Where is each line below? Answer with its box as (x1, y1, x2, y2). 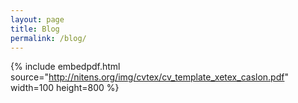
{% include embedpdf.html (10, 61, 121, 73)
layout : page (10, 14, 65, 25)
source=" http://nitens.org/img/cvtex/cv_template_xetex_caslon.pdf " (10, 71, 289, 83)
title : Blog (10, 24, 60, 34)
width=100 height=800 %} (10, 82, 120, 94)
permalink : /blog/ (10, 33, 87, 43)
